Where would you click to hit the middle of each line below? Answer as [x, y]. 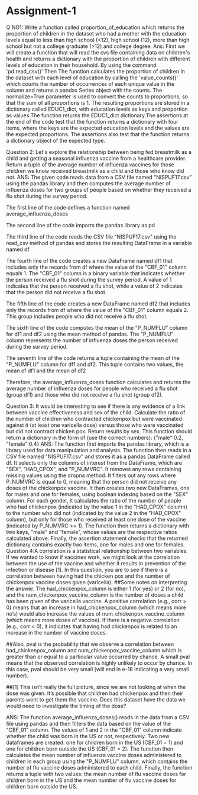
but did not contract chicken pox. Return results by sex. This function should [99, 431]
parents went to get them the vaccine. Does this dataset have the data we [96, 699]
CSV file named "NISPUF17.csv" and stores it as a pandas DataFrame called [98, 456]
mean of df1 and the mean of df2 [46, 371]
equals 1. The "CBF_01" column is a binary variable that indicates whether [95, 273]
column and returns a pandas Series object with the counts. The [84, 90]
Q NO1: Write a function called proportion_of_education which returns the [95, 27]
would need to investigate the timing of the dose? [66, 706]
